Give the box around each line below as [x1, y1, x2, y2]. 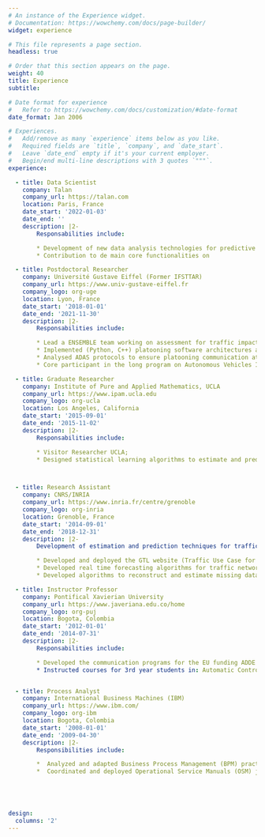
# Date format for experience [8, 98, 108, 107]
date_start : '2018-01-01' [22, 302, 108, 311]
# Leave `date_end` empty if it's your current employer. [8, 149, 211, 157]
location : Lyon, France [22, 295, 101, 303]
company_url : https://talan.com [22, 193, 129, 202]
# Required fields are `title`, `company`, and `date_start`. [8, 142, 224, 150]
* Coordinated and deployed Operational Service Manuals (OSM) [36, 767, 252, 775]
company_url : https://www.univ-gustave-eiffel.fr [22, 281, 189, 288]
